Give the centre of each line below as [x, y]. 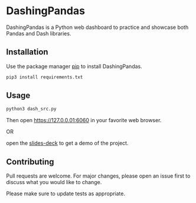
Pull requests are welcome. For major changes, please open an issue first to [98, 176]
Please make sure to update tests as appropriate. [66, 194]
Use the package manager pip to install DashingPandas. [74, 66]
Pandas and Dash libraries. [39, 33]
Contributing [30, 161]
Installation [27, 52]
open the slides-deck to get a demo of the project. [67, 143]
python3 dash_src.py [32, 109]
